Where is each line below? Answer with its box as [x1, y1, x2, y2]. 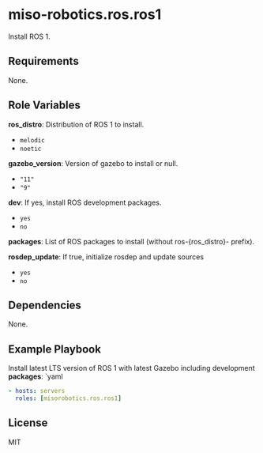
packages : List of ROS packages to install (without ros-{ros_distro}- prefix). [8, 236, 255, 246]
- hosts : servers [8, 387, 66, 395]
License [8, 417, 48, 430]
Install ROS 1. [8, 32, 51, 41]
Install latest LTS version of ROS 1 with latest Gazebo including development [8, 364, 255, 373]
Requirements [8, 55, 79, 68]
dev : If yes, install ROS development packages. [8, 198, 162, 207]
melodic [19, 136, 45, 144]
